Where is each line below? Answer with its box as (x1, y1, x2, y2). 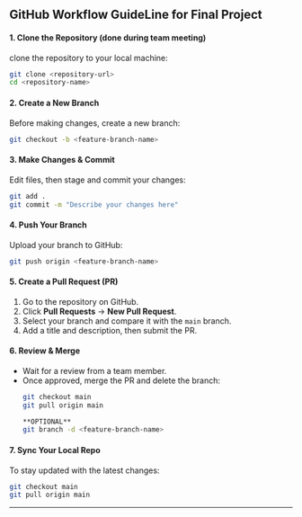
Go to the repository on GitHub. (22, 296, 139, 307)
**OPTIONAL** (22, 417, 72, 426)
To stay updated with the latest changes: (9, 465, 160, 476)
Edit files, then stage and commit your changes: (9, 174, 186, 185)
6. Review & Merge (9, 345, 81, 356)
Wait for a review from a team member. (22, 365, 167, 376)
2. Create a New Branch (9, 97, 100, 108)
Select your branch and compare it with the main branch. (22, 315, 232, 326)
